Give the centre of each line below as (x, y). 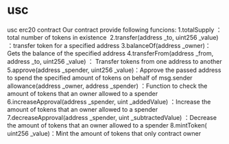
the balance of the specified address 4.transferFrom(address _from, (118, 53)
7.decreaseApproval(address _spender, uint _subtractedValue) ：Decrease (112, 117)
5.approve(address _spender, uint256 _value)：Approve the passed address (114, 70)
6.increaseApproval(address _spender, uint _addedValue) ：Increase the (109, 101)
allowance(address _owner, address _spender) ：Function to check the (107, 86)
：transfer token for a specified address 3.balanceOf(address (94, 45)
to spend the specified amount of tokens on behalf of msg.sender (100, 77)
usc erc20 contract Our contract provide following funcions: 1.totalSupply (111, 29)
